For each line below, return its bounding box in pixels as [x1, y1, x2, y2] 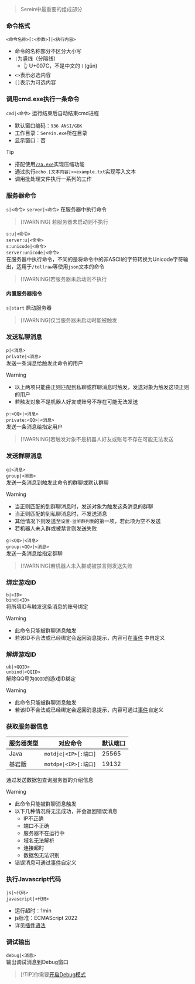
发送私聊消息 [6, 333, 43, 341]
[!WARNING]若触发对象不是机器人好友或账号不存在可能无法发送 [20, 436, 174, 443]
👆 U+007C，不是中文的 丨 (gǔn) [23, 62, 98, 69]
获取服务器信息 [6, 723, 49, 731]
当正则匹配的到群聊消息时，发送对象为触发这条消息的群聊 [14, 502, 153, 510]
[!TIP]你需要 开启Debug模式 [20, 971, 86, 978]
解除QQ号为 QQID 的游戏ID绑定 [6, 675, 76, 682]
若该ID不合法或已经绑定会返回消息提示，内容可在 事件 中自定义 [14, 634, 165, 641]
